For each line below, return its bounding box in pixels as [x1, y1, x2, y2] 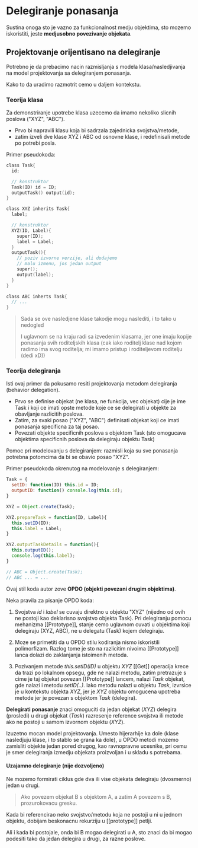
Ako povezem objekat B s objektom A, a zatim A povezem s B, [20, 793, 171, 800]
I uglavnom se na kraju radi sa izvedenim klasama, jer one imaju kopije [20, 333, 192, 340]
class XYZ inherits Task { [6, 206, 70, 212]
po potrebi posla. [14, 139, 56, 146]
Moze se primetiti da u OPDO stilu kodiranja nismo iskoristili [14, 639, 160, 646]
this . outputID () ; [11, 547, 54, 553]
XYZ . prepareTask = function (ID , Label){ [6, 514, 108, 520]
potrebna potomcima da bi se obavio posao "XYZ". [6, 454, 130, 461]
